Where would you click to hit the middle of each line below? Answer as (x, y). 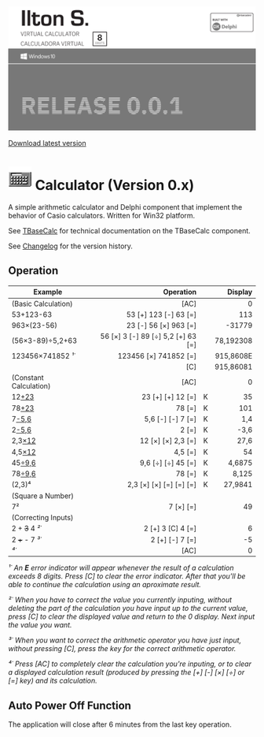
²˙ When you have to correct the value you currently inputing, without (120, 600)
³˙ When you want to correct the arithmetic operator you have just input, (125, 640)
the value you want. (40, 625)
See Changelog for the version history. (71, 246)
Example (48, 292)
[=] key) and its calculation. (53, 681)
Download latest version (47, 143)
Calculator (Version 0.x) (115, 186)
